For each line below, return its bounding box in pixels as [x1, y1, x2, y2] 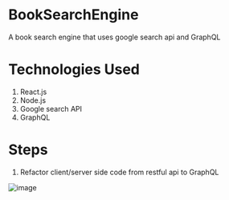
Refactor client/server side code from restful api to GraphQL [19, 167, 219, 177]
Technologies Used [8, 60, 141, 79]
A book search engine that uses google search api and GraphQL [8, 32, 221, 42]
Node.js [19, 95, 47, 105]
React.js [19, 87, 47, 96]
